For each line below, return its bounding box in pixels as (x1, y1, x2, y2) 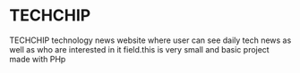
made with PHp (9, 53, 66, 64)
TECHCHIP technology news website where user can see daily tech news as (9, 35, 292, 45)
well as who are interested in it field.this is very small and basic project (9, 44, 270, 54)
